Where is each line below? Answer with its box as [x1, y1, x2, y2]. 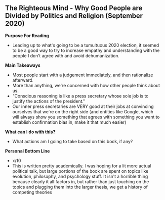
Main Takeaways [5, 62, 41, 68]
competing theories [12, 189, 52, 195]
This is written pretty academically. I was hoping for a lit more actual [12, 163, 152, 169]
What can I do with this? [5, 129, 56, 135]
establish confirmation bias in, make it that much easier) [12, 119, 127, 125]
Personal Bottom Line [5, 148, 50, 154]
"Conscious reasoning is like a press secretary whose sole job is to [12, 93, 149, 99]
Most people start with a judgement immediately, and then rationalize [12, 72, 153, 78]
